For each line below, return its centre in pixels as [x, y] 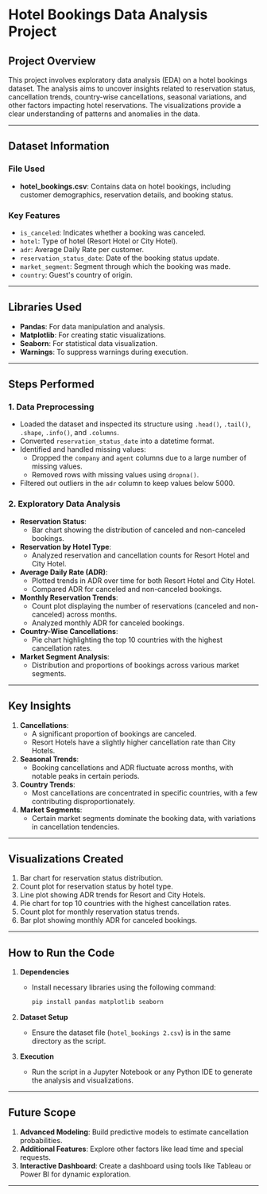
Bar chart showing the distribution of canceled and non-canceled [139, 530]
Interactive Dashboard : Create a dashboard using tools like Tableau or [135, 1165]
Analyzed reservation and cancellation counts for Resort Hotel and [140, 555]
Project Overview [52, 61]
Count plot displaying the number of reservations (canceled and [136, 605]
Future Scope [42, 1112]
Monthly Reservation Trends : [69, 597]
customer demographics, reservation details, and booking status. [126, 194]
